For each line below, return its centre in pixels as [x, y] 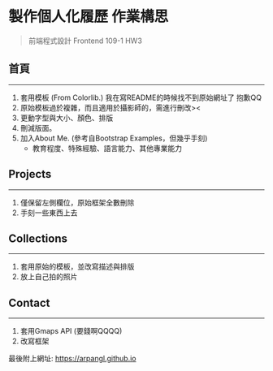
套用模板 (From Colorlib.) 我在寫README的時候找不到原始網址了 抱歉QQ [141, 97]
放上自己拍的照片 [49, 277]
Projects [30, 174]
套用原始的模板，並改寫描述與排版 [77, 267]
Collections [38, 238]
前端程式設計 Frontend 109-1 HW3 [85, 41]
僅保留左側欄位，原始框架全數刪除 [77, 202]
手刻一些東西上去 [49, 213]
